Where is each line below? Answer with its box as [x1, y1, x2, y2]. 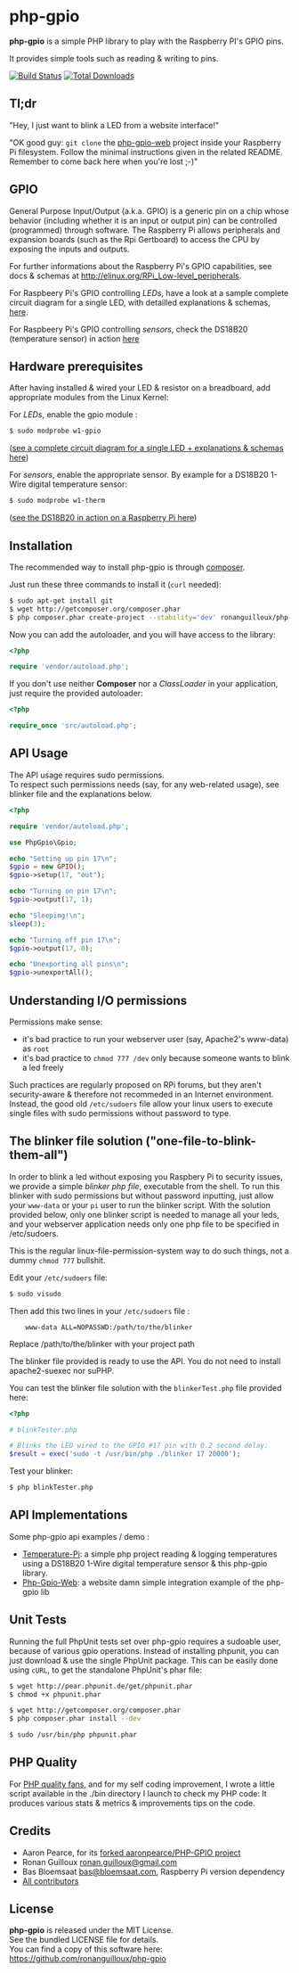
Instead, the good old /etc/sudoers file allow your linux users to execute [9, 1098, 273, 1109]
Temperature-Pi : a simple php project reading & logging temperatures [21, 1549, 278, 1559]
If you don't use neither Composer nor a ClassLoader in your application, [9, 678, 279, 689]
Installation [9, 538, 73, 554]
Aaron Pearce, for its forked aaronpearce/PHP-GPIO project [21, 1847, 241, 1858]
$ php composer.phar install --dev [9, 1714, 141, 1723]
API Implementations [9, 1508, 128, 1523]
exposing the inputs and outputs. [9, 243, 130, 254]
